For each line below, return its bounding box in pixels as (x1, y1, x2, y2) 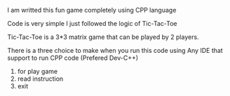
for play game (17, 67, 58, 75)
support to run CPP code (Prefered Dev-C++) (7, 54, 139, 62)
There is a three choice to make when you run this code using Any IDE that (7, 47, 223, 54)
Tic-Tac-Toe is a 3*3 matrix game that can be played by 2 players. (7, 33, 199, 41)
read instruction (17, 74, 64, 83)
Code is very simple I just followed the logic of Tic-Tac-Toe (7, 19, 177, 27)
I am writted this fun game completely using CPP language (7, 6, 177, 14)
